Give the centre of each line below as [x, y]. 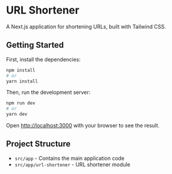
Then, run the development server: [48, 93]
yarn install [22, 81]
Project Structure [38, 144]
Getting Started [35, 45]
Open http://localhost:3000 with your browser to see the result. [83, 125]
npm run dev [21, 103]
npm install [21, 70]
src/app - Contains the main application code [70, 158]
